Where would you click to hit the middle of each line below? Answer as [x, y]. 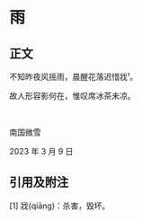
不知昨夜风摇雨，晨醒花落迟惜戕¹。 [74, 77]
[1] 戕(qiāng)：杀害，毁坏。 [60, 206]
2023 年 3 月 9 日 [41, 151]
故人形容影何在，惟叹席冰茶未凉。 [72, 96]
